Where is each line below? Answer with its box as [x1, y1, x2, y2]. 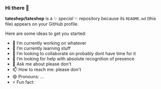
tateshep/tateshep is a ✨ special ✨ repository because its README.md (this [5, 16, 156, 22]
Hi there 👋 [5, 4, 30, 11]
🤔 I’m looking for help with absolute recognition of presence [12, 56, 135, 62]
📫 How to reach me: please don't [12, 66, 81, 73]
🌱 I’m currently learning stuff [12, 45, 71, 51]
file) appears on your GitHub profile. [5, 21, 79, 27]
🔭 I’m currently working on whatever [12, 40, 87, 46]
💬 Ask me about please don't [12, 61, 72, 67]
